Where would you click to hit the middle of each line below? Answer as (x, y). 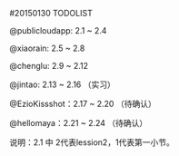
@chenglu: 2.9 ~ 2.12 (49, 66)
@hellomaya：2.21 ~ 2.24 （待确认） (79, 123)
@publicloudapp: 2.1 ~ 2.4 (58, 30)
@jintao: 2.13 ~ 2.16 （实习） (62, 84)
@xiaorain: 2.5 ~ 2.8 (47, 48)
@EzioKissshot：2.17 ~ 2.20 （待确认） (83, 104)
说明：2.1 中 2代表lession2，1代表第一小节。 (92, 142)
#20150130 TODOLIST (51, 13)
